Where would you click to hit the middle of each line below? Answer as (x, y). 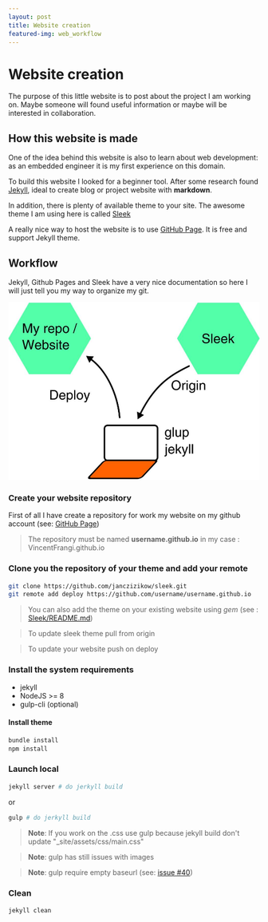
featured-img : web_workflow (55, 34)
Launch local (33, 769)
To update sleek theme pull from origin (91, 634)
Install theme (31, 722)
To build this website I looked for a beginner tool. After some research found (134, 182)
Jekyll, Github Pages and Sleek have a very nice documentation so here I (128, 282)
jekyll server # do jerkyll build (66, 786)
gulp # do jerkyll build (49, 817)
